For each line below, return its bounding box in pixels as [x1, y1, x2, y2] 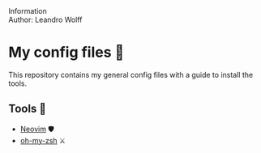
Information [8, 6, 47, 15]
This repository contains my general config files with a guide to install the [8, 70, 254, 79]
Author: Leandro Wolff [8, 15, 83, 24]
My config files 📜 [8, 43, 125, 62]
